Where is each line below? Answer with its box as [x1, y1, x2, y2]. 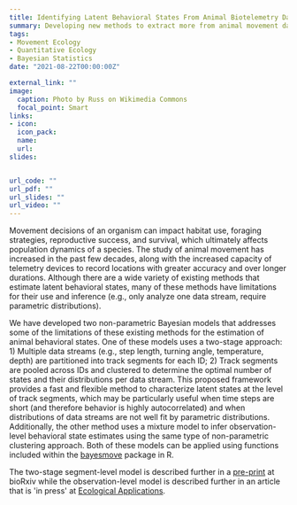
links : [9, 112, 34, 120]
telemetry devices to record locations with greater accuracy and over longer [9, 263, 287, 274]
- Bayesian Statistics [9, 54, 93, 63]
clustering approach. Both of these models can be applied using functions [9, 440, 279, 451]
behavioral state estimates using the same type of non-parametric [27, 431, 270, 441]
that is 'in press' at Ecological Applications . [9, 486, 166, 496]
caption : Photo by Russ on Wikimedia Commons [17, 95, 188, 104]
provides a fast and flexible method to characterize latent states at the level [9, 384, 284, 394]
